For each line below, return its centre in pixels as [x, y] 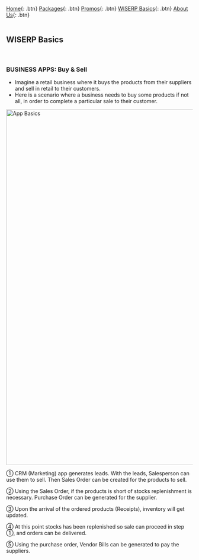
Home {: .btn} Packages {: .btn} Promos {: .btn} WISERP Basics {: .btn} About [97, 9]
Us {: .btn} [18, 15]
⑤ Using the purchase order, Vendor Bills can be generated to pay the [93, 545]
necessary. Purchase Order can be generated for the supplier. [82, 498]
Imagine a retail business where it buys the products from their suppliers [103, 82]
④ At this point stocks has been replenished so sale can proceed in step [95, 527]
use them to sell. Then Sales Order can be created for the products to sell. [97, 480]
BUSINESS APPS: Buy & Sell [47, 69]
